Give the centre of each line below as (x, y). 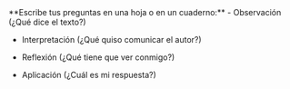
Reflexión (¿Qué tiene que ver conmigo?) (98, 57)
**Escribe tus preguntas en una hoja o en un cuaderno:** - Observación (145, 12)
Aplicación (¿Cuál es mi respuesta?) (89, 75)
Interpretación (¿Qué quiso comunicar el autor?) (111, 40)
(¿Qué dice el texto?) (48, 22)
